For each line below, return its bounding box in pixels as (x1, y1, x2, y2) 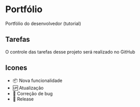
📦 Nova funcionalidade (12, 77, 63, 84)
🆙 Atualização (12, 85, 44, 91)
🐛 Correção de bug (12, 90, 53, 96)
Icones (5, 64, 27, 72)
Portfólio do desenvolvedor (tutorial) (5, 20, 81, 26)
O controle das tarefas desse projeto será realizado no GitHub (5, 48, 135, 55)
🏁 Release (12, 96, 34, 102)
